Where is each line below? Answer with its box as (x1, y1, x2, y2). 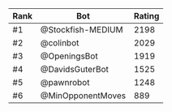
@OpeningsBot (40, 50, 99, 62)
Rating (133, 11, 160, 21)
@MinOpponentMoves (40, 90, 127, 101)
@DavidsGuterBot (40, 64, 110, 75)
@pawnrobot (40, 77, 90, 88)
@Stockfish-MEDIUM (40, 24, 123, 35)
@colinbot (40, 37, 80, 48)
